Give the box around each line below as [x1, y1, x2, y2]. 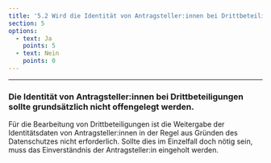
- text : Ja [15, 34, 52, 43]
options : [8, 27, 38, 35]
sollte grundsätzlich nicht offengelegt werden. [8, 101, 195, 112]
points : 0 [23, 57, 56, 65]
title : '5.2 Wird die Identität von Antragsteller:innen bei [8, 11, 219, 20]
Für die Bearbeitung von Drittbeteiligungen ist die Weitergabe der [8, 119, 225, 129]
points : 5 [23, 42, 56, 50]
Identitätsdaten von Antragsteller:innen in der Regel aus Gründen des [8, 128, 238, 138]
